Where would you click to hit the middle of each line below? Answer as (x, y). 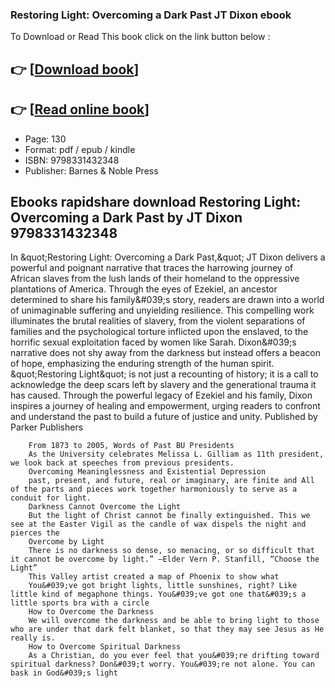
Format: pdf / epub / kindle (80, 149)
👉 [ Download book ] (75, 69)
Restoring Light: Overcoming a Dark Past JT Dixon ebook (151, 15)
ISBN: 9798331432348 (72, 160)
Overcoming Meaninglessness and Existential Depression (147, 472)
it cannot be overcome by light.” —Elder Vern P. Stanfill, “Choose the (165, 559)
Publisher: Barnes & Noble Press (91, 170)
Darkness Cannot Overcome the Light (105, 507)
